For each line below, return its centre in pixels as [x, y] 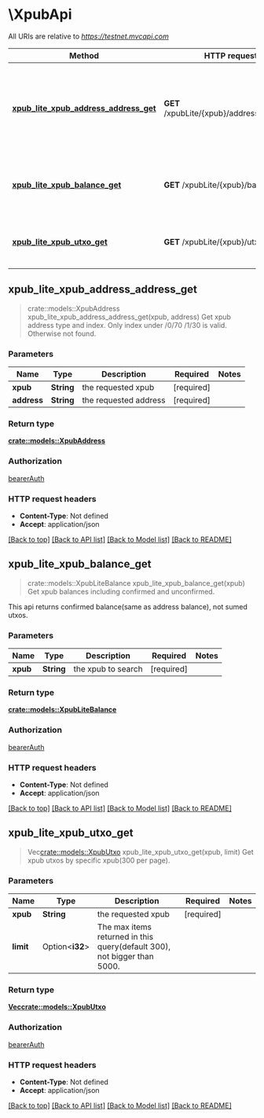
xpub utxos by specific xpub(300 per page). [99, 860]
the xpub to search [108, 669]
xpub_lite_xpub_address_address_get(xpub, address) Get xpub [129, 317]
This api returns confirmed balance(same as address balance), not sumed [128, 606]
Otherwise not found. [62, 333]
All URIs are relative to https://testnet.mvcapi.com [88, 36]
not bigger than [126, 957]
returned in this [125, 937]
